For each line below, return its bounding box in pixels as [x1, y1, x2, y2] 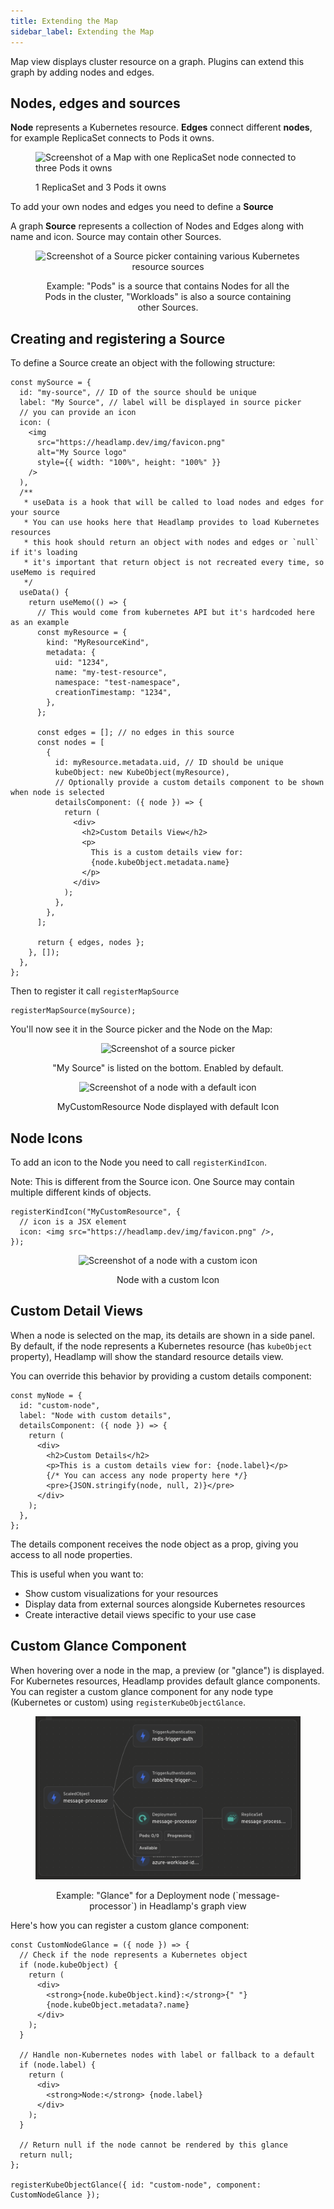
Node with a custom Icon [116, 1273, 220, 1285]
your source [10, 508, 60, 518]
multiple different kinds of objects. [10, 1186, 152, 1198]
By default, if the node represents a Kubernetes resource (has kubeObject [10, 1340, 313, 1352]
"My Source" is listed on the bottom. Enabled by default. [52, 1062, 284, 1074]
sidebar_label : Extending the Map [10, 26, 155, 37]
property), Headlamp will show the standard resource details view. [10, 1350, 284, 1362]
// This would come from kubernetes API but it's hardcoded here [36, 608, 315, 618]
